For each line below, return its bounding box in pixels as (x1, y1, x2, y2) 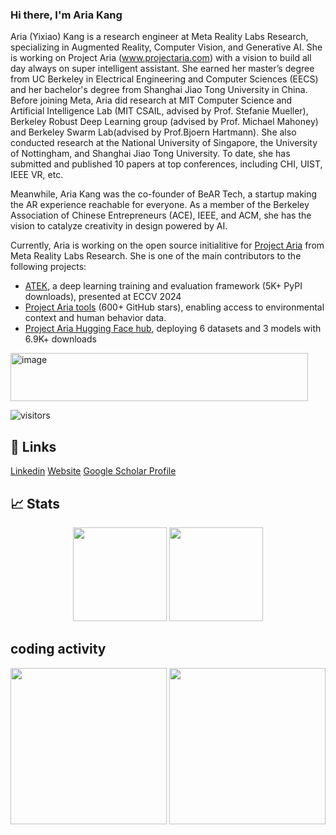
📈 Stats (10, 495, 61, 512)
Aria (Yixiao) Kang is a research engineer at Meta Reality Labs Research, (10, 31, 309, 43)
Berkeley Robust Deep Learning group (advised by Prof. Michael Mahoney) (10, 116, 319, 128)
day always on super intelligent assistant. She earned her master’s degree (10, 63, 315, 75)
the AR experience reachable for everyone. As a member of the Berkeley (10, 199, 310, 211)
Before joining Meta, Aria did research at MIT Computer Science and (10, 94, 293, 107)
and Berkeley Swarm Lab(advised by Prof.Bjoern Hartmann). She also (10, 126, 297, 138)
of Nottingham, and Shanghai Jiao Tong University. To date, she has (10, 148, 291, 160)
